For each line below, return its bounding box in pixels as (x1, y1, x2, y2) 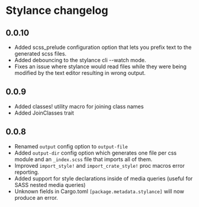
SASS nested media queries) (14, 181, 86, 188)
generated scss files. (14, 50, 67, 57)
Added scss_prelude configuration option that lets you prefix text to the (14, 43, 192, 51)
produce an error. (14, 194, 58, 201)
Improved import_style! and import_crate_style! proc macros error (14, 162, 185, 169)
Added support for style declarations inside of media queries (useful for (14, 174, 193, 182)
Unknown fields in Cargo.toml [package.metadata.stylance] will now (14, 188, 185, 195)
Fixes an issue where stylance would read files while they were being (14, 63, 187, 70)
